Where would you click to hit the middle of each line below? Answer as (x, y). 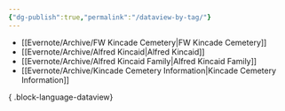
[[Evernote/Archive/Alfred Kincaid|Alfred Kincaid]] (113, 52)
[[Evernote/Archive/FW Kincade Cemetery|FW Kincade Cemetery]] (144, 42)
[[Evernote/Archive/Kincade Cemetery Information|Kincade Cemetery (149, 70)
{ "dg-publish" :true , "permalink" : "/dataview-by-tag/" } (110, 17)
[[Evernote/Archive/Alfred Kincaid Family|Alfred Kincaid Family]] (139, 61)
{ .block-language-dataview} (61, 97)
